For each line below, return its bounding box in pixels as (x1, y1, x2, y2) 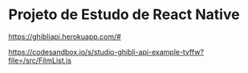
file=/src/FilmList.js (8, 56, 72, 65)
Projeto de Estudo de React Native (8, 6, 240, 24)
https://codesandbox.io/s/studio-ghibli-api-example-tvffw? (8, 47, 205, 56)
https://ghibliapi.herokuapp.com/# (8, 32, 122, 41)
